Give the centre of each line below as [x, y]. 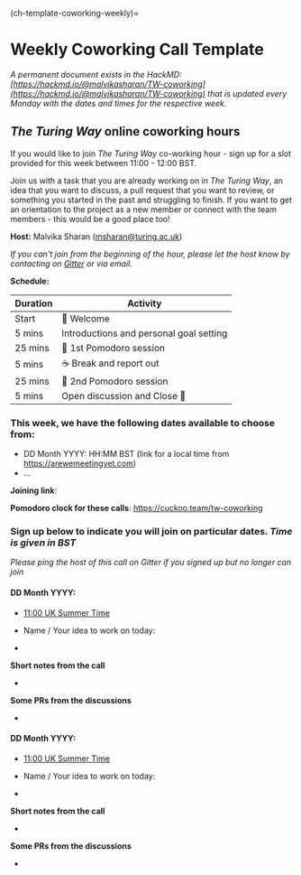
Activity [144, 303]
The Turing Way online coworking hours [125, 131]
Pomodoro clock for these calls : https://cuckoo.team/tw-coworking [137, 508]
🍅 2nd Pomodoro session [115, 381]
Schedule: [30, 281]
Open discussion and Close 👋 [124, 396]
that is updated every [247, 93]
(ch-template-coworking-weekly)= [74, 13]
